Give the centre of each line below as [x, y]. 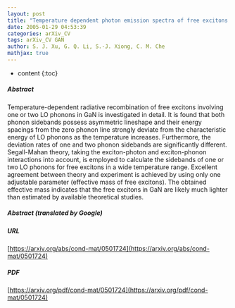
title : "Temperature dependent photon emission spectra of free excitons [118, 20]
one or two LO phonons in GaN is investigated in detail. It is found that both [116, 114]
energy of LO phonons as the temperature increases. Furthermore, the [109, 137]
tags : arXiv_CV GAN [36, 40]
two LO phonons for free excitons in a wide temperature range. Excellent [113, 167]
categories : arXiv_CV [39, 33]
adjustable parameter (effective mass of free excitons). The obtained [107, 182]
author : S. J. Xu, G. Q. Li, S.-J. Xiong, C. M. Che [86, 47]
